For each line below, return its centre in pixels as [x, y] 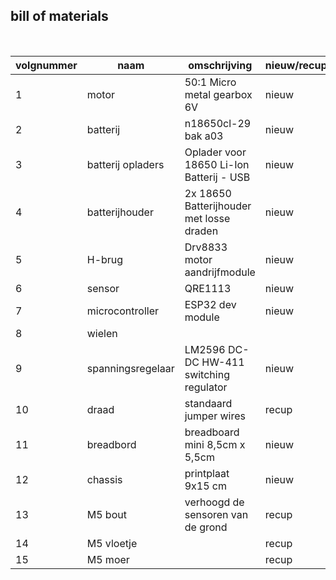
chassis [104, 479]
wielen [102, 333]
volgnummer [46, 65]
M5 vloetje [112, 543]
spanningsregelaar [130, 368]
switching [207, 374]
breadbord [111, 444]
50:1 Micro [210, 82]
